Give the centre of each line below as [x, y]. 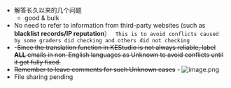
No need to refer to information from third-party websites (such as [110, 25]
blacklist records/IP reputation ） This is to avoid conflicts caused [116, 34]
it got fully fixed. [37, 62]
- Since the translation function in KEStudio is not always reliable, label [114, 47]
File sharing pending [43, 77]
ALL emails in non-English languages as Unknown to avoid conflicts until [119, 55]
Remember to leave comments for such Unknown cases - [97, 69]
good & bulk [42, 18]
